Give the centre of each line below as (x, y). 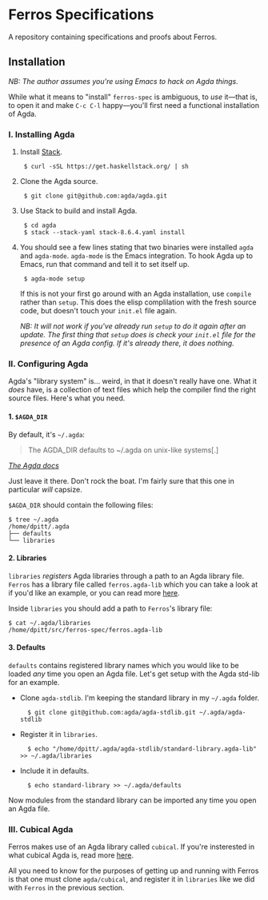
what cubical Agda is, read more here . (71, 855)
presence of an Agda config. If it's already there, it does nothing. (127, 343)
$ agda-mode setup (54, 279)
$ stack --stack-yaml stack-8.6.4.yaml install (104, 233)
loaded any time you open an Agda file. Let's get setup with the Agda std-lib (134, 674)
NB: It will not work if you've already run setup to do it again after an (133, 326)
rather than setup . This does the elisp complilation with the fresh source (138, 302)
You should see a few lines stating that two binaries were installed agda (136, 247)
